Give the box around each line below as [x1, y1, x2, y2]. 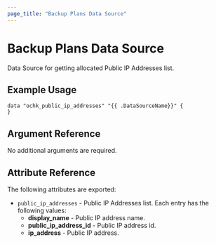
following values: [17, 206, 67, 215]
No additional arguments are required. [7, 147, 117, 155]
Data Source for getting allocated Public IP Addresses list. [7, 64, 175, 72]
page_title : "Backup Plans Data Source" [7, 10, 128, 18]
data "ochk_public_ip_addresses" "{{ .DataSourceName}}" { [7, 102, 184, 109]
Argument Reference [7, 128, 101, 140]
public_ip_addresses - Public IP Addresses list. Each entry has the [17, 199, 209, 207]
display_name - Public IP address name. [27, 214, 145, 222]
